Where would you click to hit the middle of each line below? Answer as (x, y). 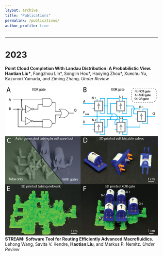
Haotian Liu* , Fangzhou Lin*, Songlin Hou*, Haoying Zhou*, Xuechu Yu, (76, 73)
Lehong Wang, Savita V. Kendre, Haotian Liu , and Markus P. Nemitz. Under (80, 244)
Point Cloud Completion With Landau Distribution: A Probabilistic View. (78, 69)
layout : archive (21, 10)
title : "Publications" (28, 15)
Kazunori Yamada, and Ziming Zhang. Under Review (57, 79)
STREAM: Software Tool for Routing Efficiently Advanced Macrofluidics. (79, 239)
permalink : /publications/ (32, 20)
